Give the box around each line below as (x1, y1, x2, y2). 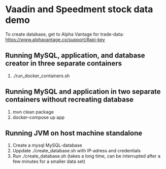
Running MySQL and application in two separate (5, 87, 161, 96)
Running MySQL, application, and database (5, 51, 145, 60)
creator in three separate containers (5, 59, 122, 68)
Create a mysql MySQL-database (12, 142, 82, 148)
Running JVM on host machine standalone (5, 128, 143, 138)
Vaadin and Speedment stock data (5, 4, 153, 15)
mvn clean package (12, 109, 54, 115)
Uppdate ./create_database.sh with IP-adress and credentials (12, 148, 141, 154)
